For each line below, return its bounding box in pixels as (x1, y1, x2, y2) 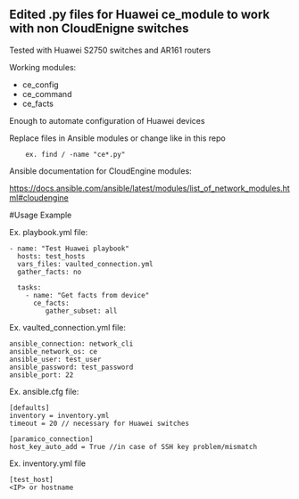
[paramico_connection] (9, 434, 94, 444)
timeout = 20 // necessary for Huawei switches (9, 419, 190, 428)
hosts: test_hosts (17, 251, 87, 261)
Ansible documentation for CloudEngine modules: (9, 165, 192, 176)
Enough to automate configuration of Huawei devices (9, 115, 205, 126)
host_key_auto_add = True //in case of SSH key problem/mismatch (9, 442, 257, 451)
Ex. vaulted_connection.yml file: (9, 322, 127, 332)
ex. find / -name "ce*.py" (25, 150, 126, 159)
